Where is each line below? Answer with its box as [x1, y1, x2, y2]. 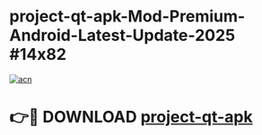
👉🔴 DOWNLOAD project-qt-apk [9, 107, 253, 127]
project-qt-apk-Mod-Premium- [9, 6, 246, 27]
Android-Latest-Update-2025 [9, 25, 236, 46]
